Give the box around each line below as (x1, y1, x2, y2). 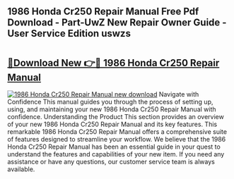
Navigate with (158, 90, 199, 98)
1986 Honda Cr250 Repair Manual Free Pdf (7, 6, 199, 18)
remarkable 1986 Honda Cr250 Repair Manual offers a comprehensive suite (7, 128, 228, 136)
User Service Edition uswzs (7, 27, 131, 39)
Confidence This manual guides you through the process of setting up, (7, 98, 213, 106)
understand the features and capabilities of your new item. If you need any (7, 150, 225, 158)
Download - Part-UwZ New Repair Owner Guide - (7, 17, 227, 29)
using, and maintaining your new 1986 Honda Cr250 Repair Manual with (7, 105, 217, 113)
